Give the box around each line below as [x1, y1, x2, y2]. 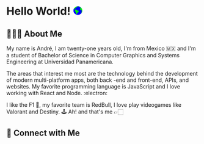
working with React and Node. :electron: [6, 90, 108, 96]
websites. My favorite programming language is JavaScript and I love [6, 83, 181, 90]
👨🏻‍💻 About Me [6, 29, 62, 39]
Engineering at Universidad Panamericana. [6, 58, 114, 65]
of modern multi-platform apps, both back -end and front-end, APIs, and [6, 76, 189, 84]
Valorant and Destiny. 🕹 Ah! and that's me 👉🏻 [6, 108, 124, 115]
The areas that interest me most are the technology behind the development [6, 70, 199, 77]
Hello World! [6, 4, 71, 18]
